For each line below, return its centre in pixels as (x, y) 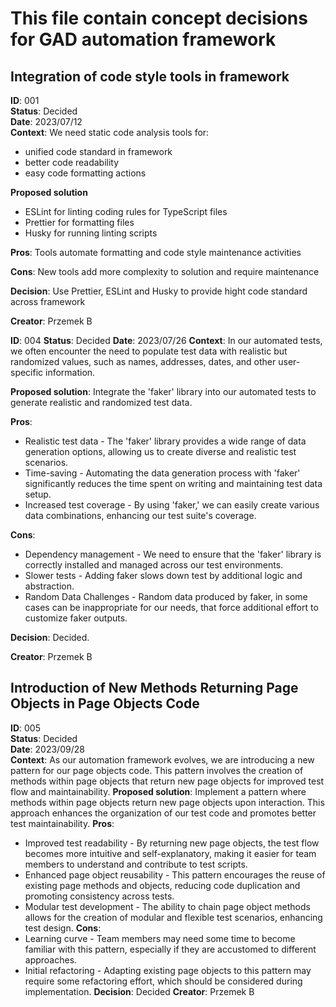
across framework (48, 301)
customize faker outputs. (76, 618)
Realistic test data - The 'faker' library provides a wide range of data (165, 441)
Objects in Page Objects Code (105, 703)
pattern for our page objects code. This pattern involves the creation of (157, 770)
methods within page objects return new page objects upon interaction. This (167, 802)
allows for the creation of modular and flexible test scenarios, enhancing (173, 917)
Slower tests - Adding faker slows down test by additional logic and (163, 575)
